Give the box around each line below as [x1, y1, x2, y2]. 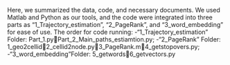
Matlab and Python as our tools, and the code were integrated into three [7, 13, 213, 21]
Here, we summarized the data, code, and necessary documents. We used [7, 6, 220, 14]
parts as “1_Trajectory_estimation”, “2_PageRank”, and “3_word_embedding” [7, 21, 224, 28]
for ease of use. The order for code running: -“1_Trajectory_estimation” [7, 28, 209, 36]
